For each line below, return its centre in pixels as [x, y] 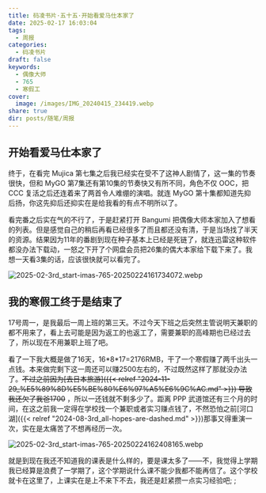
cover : [19, 97]
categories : [28, 45]
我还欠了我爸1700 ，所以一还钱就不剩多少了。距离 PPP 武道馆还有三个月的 [129, 398]
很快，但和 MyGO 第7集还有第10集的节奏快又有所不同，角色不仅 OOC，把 [129, 183]
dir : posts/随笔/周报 [42, 119]
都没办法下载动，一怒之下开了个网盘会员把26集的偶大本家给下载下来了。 [127, 249]
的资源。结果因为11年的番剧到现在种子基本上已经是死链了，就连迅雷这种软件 [133, 239]
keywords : [25, 67]
